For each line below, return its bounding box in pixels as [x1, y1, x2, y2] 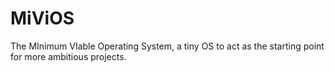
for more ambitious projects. [10, 50, 127, 62]
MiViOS [10, 7, 75, 30]
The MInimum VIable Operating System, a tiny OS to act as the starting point [10, 40, 325, 52]
